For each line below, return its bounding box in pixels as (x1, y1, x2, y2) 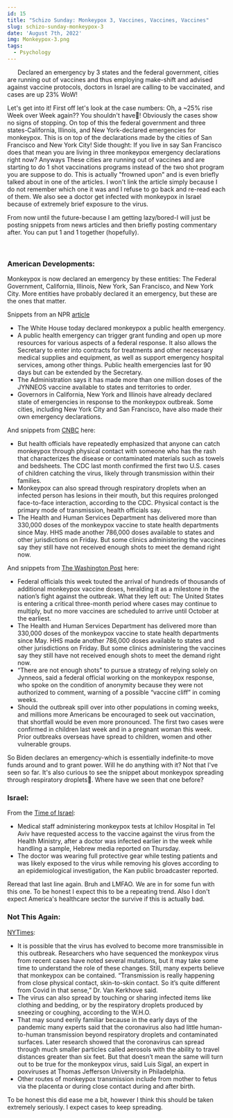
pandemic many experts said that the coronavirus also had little (17, 1023, 199, 1031)
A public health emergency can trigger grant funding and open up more (17, 331, 222, 340)
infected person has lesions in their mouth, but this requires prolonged (17, 491, 218, 500)
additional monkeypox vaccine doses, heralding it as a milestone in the (17, 585, 220, 593)
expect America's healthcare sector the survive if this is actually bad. (7, 895, 205, 903)
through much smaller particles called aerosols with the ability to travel (17, 1045, 220, 1053)
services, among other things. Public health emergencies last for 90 (17, 361, 212, 369)
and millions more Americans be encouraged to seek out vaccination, (17, 710, 216, 719)
